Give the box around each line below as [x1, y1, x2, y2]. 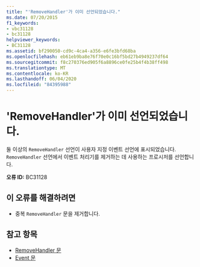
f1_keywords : [6, 20, 39, 26]
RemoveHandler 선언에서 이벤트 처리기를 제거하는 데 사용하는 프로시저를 [6, 153, 173, 160]
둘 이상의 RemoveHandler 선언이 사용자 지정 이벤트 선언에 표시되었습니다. [6, 145, 177, 152]
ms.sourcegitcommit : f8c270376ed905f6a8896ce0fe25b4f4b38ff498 [6, 59, 169, 65]
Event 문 [14, 254, 36, 261]
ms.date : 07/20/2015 [6, 14, 58, 20]
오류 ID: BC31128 [6, 173, 48, 181]
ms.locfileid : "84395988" [6, 82, 71, 88]
